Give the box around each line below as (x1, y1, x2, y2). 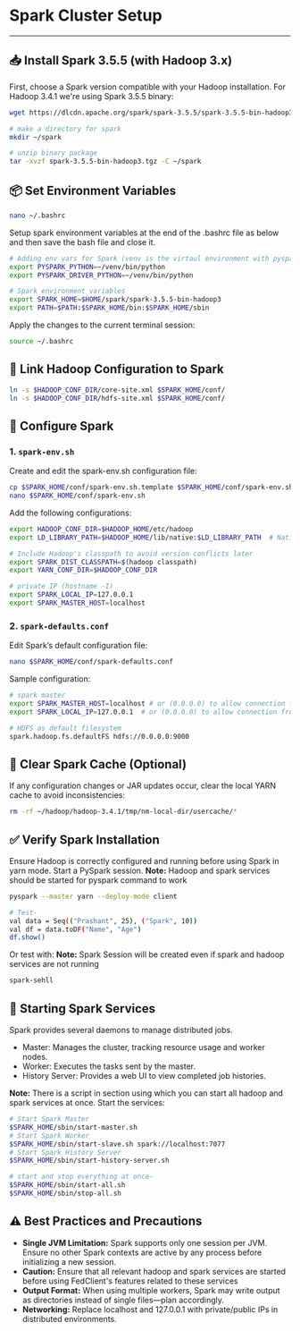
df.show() (9, 933, 46, 942)
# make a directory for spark (9, 124, 122, 133)
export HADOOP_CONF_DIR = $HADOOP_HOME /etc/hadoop (9, 524, 194, 533)
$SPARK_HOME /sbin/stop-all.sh (9, 1189, 122, 1199)
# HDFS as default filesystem (9, 724, 122, 733)
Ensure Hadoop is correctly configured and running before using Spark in (9, 855, 279, 866)
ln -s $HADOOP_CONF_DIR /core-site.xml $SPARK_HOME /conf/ (9, 386, 226, 394)
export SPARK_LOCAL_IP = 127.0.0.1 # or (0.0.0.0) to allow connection (9, 708, 278, 716)
